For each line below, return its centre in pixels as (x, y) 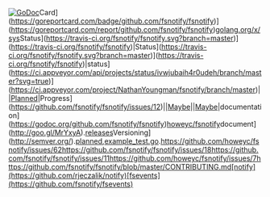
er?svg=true (29, 81)
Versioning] (132, 132)
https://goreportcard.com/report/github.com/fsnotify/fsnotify (112, 29)
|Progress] (55, 98)
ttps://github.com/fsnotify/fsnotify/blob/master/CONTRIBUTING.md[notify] (132, 167)
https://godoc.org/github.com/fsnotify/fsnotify (88, 124)
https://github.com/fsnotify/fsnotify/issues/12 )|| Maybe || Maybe (114, 107)
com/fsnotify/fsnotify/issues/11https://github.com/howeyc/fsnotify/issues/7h (135, 158)
